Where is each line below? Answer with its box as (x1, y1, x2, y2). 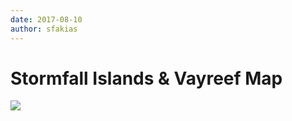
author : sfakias (10, 24, 78, 34)
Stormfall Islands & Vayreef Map (10, 67, 283, 90)
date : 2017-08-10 (10, 14, 83, 25)
